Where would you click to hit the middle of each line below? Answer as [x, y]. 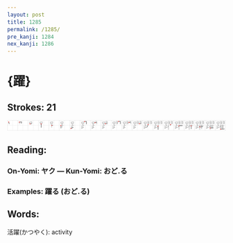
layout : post [26, 15]
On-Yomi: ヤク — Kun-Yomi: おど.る [67, 171]
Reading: [27, 150]
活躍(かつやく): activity [40, 232]
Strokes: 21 [32, 107]
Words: [23, 214]
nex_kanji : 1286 [31, 44]
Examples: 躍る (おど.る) [49, 191]
